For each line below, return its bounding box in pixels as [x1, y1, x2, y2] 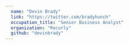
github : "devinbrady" [11, 30, 64, 36]
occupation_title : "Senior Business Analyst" [11, 19, 124, 25]
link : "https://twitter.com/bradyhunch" [11, 14, 111, 20]
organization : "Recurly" [11, 25, 72, 31]
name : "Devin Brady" [11, 8, 61, 15]
